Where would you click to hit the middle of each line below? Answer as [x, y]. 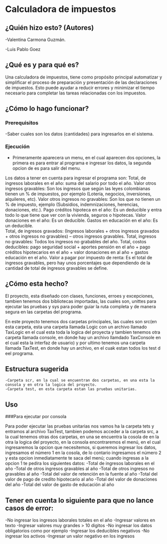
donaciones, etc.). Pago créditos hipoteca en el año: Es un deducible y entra [83, 210]
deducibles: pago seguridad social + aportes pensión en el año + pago [78, 247]
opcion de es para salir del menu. [47, 168]
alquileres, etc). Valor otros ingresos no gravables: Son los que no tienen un [83, 199]
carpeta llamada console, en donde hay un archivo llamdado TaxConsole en [83, 337]
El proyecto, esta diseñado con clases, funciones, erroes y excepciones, [80, 296]
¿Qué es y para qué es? [42, 65]
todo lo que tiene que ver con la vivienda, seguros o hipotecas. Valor [76, 215]
